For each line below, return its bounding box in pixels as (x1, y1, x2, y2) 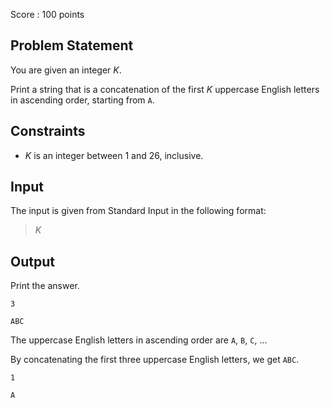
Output (10, 253, 55, 270)
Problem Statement (10, 37, 134, 54)
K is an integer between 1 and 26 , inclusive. (24, 149, 204, 161)
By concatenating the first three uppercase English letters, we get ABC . (10, 354, 300, 366)
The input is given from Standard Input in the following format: (10, 205, 267, 217)
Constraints (10, 123, 86, 140)
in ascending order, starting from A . (10, 94, 155, 106)
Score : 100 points (10, 9, 85, 20)
